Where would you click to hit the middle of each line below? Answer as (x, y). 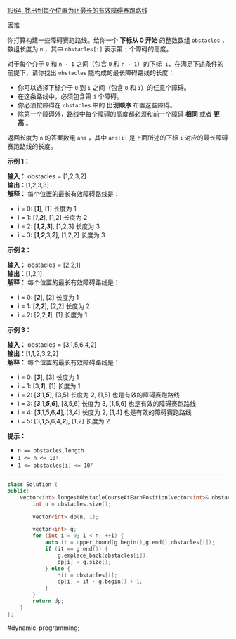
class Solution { (33, 485)
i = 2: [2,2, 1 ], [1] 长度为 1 (52, 315)
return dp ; (48, 601)
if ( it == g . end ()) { (77, 549)
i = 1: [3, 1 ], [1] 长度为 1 (49, 386)
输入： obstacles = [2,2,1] (44, 265)
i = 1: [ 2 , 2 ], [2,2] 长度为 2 (53, 306)
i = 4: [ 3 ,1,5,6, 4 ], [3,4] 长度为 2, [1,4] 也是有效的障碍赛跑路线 (104, 412)
